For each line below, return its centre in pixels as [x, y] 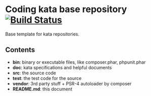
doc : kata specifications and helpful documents [62, 67]
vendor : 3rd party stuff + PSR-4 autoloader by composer [72, 83]
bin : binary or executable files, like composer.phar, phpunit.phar [79, 62]
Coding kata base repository [66, 9]
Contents [20, 50]
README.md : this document [42, 89]
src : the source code [34, 73]
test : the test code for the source [47, 78]
